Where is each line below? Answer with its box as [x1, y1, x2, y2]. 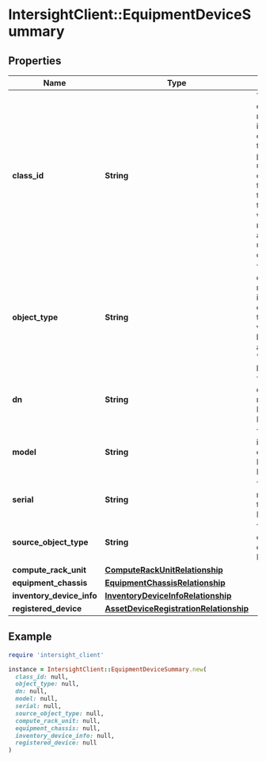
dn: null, [15, 687, 47, 695]
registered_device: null [15, 739, 97, 747]
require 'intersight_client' [8, 651, 104, 659]
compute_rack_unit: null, [15, 717, 101, 725]
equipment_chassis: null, [15, 724, 101, 732]
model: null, [15, 695, 59, 703]
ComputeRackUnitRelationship [104, 564, 223, 576]
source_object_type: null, [15, 709, 104, 717]
